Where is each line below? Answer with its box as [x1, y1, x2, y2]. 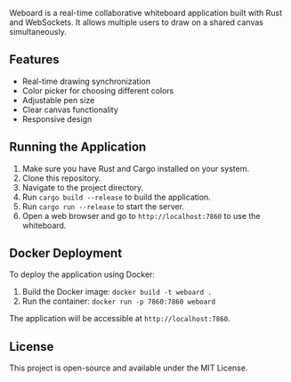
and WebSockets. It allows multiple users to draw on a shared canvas [9, 17, 264, 28]
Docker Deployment [9, 246, 123, 261]
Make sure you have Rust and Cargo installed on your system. [21, 163, 249, 174]
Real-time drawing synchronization [21, 76, 151, 86]
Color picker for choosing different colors [21, 85, 174, 96]
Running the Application [9, 140, 147, 155]
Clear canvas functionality [21, 104, 118, 115]
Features [9, 53, 60, 68]
